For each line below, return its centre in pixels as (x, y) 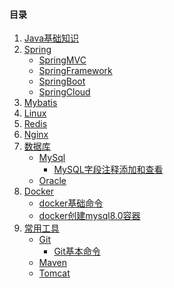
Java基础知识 (51, 38)
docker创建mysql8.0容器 (89, 216)
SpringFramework (75, 71)
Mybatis (40, 103)
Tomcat (54, 273)
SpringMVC (62, 60)
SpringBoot (62, 81)
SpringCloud (64, 92)
